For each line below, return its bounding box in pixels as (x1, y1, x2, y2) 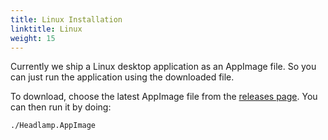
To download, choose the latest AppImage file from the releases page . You (10, 91, 318, 103)
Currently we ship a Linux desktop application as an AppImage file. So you (10, 61, 317, 73)
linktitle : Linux (10, 24, 83, 34)
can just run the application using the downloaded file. (10, 71, 235, 83)
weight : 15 (10, 33, 56, 43)
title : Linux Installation (10, 14, 123, 25)
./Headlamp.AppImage (10, 121, 97, 131)
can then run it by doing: (10, 101, 112, 113)
